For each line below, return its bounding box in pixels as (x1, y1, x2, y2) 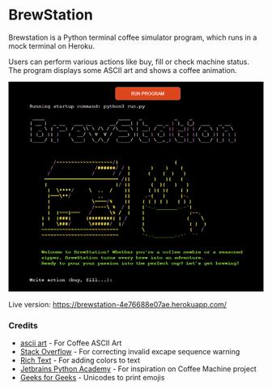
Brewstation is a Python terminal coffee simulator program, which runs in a (8, 32, 257, 42)
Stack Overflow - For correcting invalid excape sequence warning (19, 347, 240, 357)
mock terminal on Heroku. (8, 41, 96, 50)
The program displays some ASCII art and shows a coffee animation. (8, 65, 237, 75)
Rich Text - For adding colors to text (19, 355, 140, 366)
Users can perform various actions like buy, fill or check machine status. (8, 57, 249, 66)
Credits (8, 320, 38, 332)
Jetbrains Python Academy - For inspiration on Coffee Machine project (19, 364, 257, 374)
